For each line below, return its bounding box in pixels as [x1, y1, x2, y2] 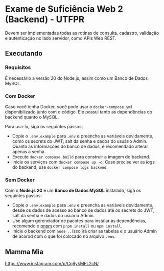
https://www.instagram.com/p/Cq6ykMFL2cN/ [5, 261, 99, 267]
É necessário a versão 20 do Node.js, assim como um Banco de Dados [5, 75, 148, 81]
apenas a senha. [12, 148, 46, 155]
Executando [5, 49, 43, 58]
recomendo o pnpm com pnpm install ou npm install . [12, 223, 122, 229]
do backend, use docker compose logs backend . [12, 164, 108, 170]
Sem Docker [5, 176, 35, 183]
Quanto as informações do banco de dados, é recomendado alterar [12, 143, 148, 149]
